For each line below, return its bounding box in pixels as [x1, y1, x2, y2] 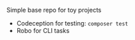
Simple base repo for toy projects [6, 6, 102, 14]
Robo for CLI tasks [16, 27, 70, 34]
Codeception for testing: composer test [16, 19, 129, 27]
